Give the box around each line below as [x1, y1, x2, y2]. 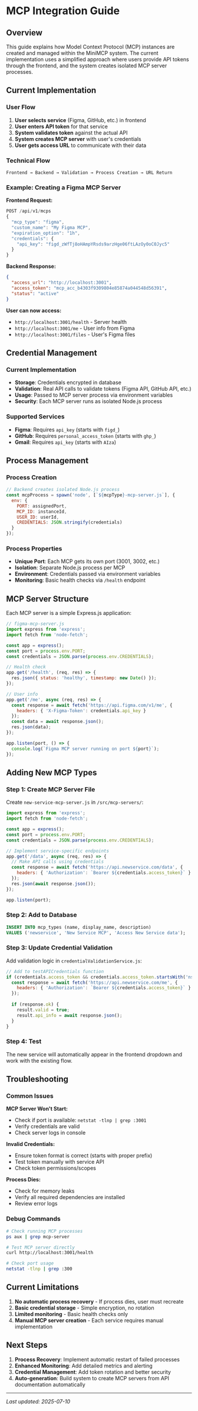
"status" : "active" [11, 290, 60, 296]
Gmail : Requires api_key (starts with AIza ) [14, 438, 117, 446]
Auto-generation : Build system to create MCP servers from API [14, 1374, 170, 1381]
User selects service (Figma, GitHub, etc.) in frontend [14, 116, 146, 123]
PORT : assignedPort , [16, 503, 67, 509]
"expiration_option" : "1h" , [11, 230, 81, 236]
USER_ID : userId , [16, 514, 60, 520]
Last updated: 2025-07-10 [6, 1397, 71, 1405]
